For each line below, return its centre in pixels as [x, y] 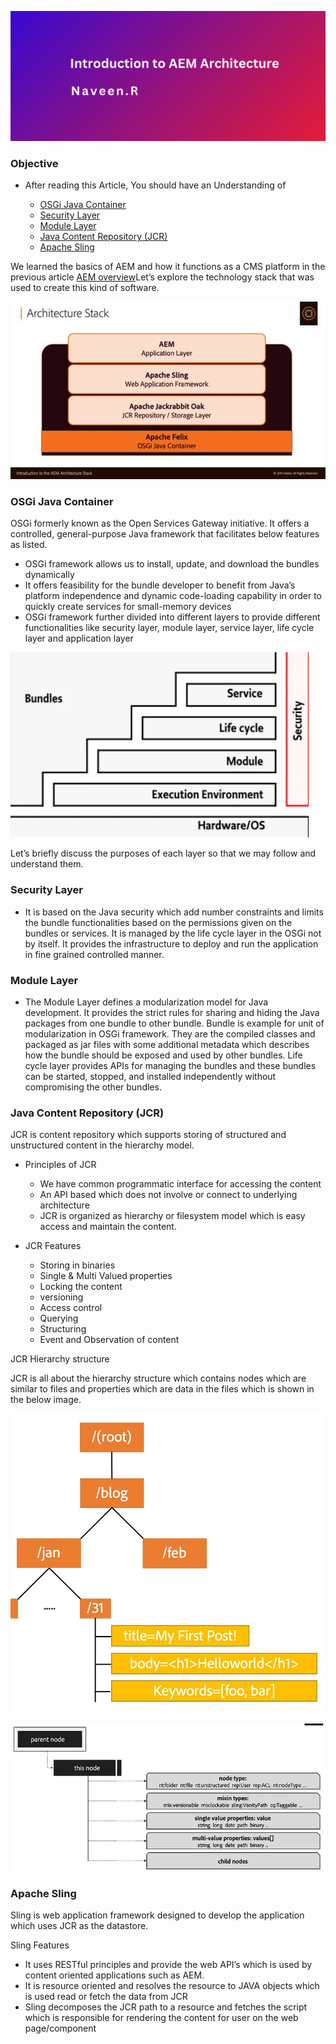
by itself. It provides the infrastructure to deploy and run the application [171, 943]
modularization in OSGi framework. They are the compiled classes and [170, 1033]
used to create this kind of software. [85, 288]
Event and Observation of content [109, 1340]
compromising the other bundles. [93, 1087]
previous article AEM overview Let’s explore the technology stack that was [162, 277]
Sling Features [40, 1945]
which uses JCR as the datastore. [79, 1926]
